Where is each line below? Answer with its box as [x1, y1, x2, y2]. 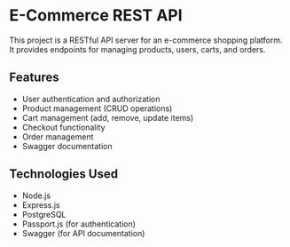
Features [9, 70, 59, 85]
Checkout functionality [21, 122, 106, 132]
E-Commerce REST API [9, 5, 184, 26]
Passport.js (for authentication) [21, 219, 136, 229]
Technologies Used [9, 166, 118, 182]
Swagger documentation [21, 140, 113, 151]
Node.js [21, 190, 51, 201]
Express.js [21, 199, 60, 210]
